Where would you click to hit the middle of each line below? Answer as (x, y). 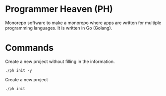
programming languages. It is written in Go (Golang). (59, 28)
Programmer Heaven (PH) (59, 9)
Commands (29, 48)
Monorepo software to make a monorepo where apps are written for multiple (83, 23)
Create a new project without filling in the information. (60, 61)
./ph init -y (19, 70)
